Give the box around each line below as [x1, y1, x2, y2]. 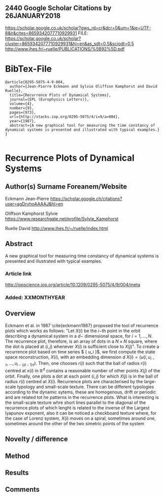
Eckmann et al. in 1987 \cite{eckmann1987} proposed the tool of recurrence [5, 322, 159, 328]
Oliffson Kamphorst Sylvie [5, 210, 58, 216]
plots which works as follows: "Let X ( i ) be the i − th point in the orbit [5, 328, 141, 334]
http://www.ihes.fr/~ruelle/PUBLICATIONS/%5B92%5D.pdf [5, 46, 125, 51]
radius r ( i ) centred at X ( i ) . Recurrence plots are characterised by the [5, 378, 143, 384]
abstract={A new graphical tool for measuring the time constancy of [9, 123, 155, 128]
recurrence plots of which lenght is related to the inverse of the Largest [5, 404, 150, 410]
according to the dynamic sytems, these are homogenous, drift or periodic [5, 389, 156, 395]
